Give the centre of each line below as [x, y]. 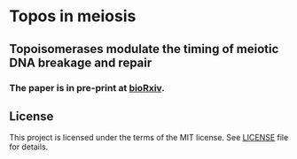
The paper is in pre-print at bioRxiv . [87, 87]
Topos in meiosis [73, 16]
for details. [29, 147]
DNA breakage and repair [81, 62]
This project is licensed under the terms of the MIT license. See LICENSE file [149, 138]
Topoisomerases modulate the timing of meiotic [144, 49]
